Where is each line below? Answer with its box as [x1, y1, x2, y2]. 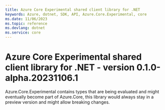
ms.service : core [5, 30, 41, 35]
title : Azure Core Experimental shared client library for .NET [5, 7, 140, 12]
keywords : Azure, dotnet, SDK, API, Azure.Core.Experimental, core [5, 12, 147, 17]
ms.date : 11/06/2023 [5, 16, 48, 21]
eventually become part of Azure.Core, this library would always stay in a [5, 94, 154, 100]
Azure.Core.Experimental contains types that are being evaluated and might [5, 88, 160, 94]
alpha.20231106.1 [5, 73, 79, 84]
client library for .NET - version [5, 62, 135, 73]
